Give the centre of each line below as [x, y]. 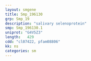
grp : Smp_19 [17, 19]
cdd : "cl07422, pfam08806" [33, 42]
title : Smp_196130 [24, 14]
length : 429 [20, 37]
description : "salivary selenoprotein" [46, 23]
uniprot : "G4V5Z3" [24, 32]
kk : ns [12, 46]
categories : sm [21, 51]
